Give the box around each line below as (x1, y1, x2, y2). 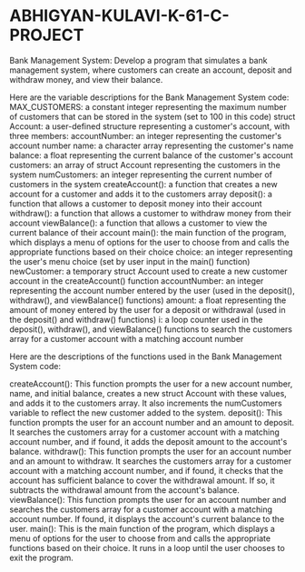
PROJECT (9, 25, 84, 45)
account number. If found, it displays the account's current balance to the (9, 513, 285, 524)
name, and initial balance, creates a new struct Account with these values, (9, 387, 288, 398)
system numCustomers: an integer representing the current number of (9, 169, 272, 180)
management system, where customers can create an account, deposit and (9, 65, 292, 75)
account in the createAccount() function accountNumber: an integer (9, 275, 264, 286)
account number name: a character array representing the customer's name (9, 140, 294, 151)
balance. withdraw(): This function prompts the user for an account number (9, 446, 292, 457)
